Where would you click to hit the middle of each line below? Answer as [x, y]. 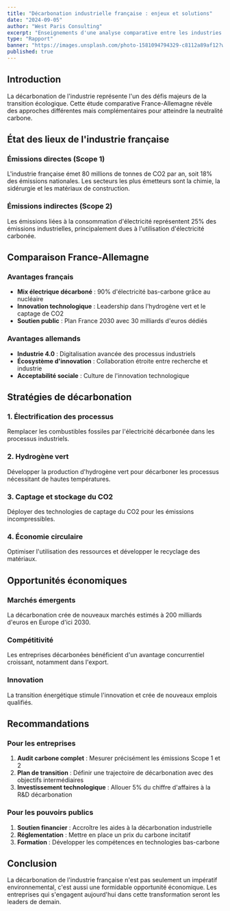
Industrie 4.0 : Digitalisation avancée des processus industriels [106, 353]
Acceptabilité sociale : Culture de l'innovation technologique [103, 375]
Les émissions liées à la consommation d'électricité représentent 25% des [112, 221]
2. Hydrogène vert [38, 457]
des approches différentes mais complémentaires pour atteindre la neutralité [115, 110]
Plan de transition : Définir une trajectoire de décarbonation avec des [115, 773]
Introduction [34, 80]
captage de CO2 [40, 313]
